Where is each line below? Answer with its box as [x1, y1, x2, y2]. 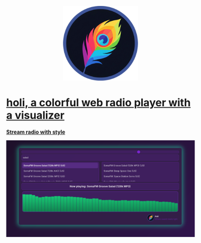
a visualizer [6, 108, 65, 122]
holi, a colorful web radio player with [6, 96, 191, 109]
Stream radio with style [6, 128, 66, 136]
